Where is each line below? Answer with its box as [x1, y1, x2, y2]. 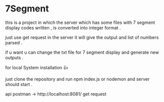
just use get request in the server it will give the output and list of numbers [5, 34, 159, 40]
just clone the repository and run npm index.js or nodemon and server [5, 76, 150, 82]
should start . [5, 81, 33, 87]
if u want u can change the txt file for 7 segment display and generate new [5, 49, 159, 55]
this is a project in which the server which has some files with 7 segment [5, 19, 155, 25]
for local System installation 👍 [5, 64, 68, 70]
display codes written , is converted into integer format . [5, 24, 121, 30]
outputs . [5, 54, 24, 60]
